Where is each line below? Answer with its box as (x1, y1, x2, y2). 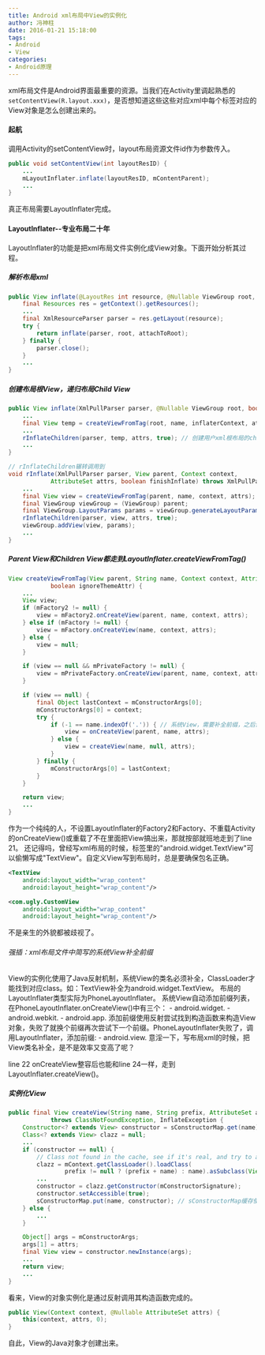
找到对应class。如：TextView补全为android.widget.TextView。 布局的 (14, 983, 241, 993)
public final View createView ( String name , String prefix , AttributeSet (8, 1109, 252, 1117)
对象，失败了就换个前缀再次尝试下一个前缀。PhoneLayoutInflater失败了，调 (8, 1023, 254, 1032)
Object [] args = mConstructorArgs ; (22, 1233, 140, 1241)
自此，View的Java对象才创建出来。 (8, 1338, 123, 1348)
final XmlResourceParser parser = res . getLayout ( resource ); (22, 315, 224, 323)
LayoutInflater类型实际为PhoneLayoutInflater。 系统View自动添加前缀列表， (8, 993, 254, 1003)
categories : (8, 56, 47, 64)
